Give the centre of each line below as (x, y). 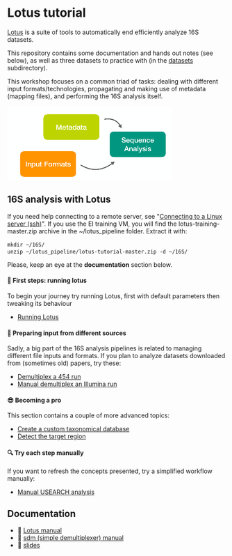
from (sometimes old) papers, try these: (64, 363)
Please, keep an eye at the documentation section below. (90, 264)
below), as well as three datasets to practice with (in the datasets (100, 60)
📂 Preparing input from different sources (67, 333)
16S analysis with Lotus (59, 200)
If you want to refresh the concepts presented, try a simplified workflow (110, 471)
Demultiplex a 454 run (49, 377)
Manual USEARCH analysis (56, 492)
